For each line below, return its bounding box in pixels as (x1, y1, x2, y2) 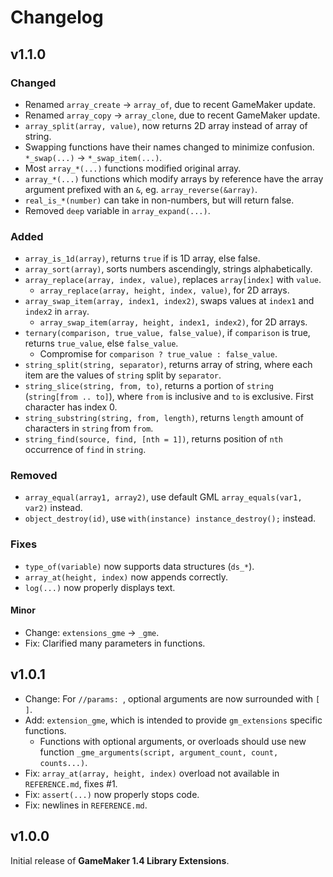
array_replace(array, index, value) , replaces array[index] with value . (24, 274, 322, 286)
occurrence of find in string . (24, 444, 147, 456)
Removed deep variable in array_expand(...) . (24, 204, 211, 216)
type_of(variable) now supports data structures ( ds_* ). (24, 560, 255, 572)
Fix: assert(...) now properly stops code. (24, 788, 200, 800)
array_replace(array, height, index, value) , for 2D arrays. (39, 284, 290, 296)
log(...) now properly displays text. (24, 581, 176, 593)
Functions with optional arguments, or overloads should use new (39, 735, 307, 747)
